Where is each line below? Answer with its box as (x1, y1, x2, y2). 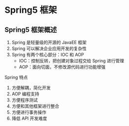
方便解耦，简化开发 (11, 85, 51, 91)
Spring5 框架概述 (4, 25, 57, 34)
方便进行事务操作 (11, 109, 47, 115)
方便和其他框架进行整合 (11, 103, 59, 109)
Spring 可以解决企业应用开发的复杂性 (11, 46, 87, 51)
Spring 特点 (4, 75, 28, 80)
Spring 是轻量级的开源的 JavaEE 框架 (11, 40, 87, 45)
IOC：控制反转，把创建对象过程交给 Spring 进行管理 (19, 58, 125, 64)
